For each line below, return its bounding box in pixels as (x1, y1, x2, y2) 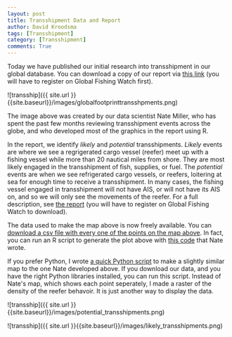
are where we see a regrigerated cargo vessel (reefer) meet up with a (7, 148, 209, 156)
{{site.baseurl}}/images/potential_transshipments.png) (7, 308, 165, 316)
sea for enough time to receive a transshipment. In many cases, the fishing (7, 178, 224, 186)
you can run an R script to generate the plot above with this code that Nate (7, 236, 224, 244)
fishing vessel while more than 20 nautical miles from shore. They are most (7, 155, 225, 164)
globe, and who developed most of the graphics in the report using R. (7, 127, 209, 135)
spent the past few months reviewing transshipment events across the (7, 119, 211, 127)
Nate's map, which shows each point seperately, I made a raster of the (7, 279, 212, 288)
